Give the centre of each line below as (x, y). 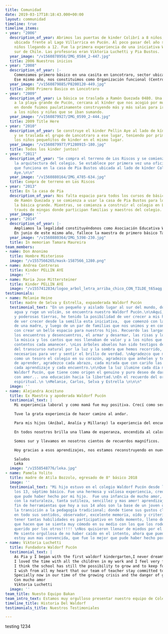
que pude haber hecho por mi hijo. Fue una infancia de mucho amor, (88, 496)
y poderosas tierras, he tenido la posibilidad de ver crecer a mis (87, 316)
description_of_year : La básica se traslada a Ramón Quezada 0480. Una (86, 98)
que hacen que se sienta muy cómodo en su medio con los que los (84, 524)
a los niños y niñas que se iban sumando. (59, 112)
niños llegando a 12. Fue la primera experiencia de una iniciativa (87, 47)
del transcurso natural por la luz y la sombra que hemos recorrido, (88, 349)
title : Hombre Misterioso (37, 256)
